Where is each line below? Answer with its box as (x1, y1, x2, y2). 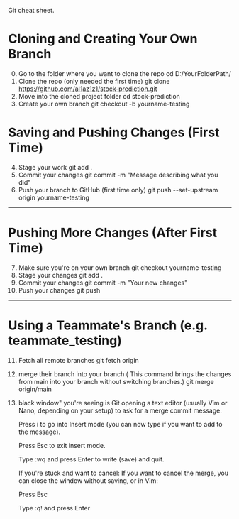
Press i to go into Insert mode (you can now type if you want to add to (18, 420, 223, 428)
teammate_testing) (8, 333, 123, 349)
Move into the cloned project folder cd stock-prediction (18, 92, 180, 100)
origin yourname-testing (18, 193, 89, 202)
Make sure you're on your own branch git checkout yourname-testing (18, 263, 222, 272)
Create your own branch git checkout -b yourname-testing (18, 99, 190, 108)
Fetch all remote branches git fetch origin (18, 356, 139, 364)
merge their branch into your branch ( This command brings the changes (18, 369, 232, 378)
